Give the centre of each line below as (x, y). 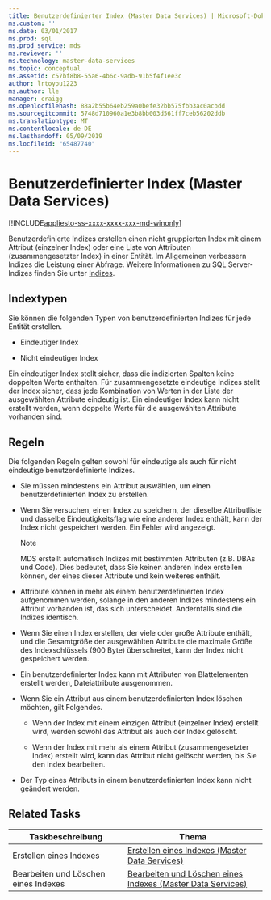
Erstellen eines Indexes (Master (187, 850)
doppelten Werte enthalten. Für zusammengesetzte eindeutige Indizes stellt (134, 382)
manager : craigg (35, 99)
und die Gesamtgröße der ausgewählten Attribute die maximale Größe (136, 642)
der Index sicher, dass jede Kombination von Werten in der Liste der (121, 391)
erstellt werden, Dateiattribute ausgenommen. (96, 683)
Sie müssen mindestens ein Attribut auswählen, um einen (115, 486)
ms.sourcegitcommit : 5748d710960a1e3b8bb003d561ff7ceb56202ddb (117, 114)
